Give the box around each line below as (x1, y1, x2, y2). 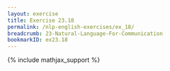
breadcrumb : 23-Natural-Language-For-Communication (7, 30, 163, 37)
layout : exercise (7, 10, 59, 18)
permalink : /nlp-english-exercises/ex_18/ (7, 23, 135, 30)
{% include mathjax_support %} (7, 56, 101, 64)
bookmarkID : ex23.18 (7, 37, 69, 44)
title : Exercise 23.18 (7, 17, 74, 24)
